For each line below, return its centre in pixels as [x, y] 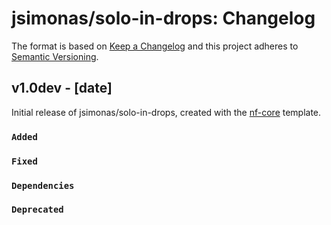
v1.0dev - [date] [62, 88]
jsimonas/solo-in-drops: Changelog [163, 18]
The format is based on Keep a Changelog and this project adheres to [155, 46]
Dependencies [43, 185]
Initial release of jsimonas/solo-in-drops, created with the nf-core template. [166, 112]
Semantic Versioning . [55, 56]
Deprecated [37, 210]
